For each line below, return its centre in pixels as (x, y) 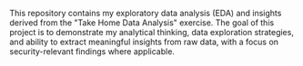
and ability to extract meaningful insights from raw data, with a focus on (144, 42)
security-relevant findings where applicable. (92, 52)
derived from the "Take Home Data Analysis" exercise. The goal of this (142, 23)
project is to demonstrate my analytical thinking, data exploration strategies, (151, 32)
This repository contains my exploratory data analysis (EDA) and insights (146, 13)
